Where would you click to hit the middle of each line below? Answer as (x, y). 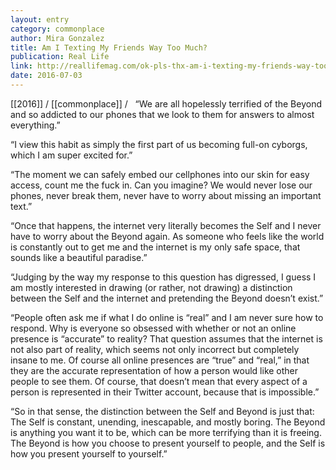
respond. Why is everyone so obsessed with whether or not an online (153, 328)
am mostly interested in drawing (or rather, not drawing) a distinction (151, 287)
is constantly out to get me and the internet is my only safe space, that (155, 247)
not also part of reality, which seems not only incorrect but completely (155, 349)
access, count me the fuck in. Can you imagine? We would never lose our (161, 185)
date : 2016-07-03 (46, 76)
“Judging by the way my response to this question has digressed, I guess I (163, 277)
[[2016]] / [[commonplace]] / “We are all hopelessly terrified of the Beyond (166, 103)
